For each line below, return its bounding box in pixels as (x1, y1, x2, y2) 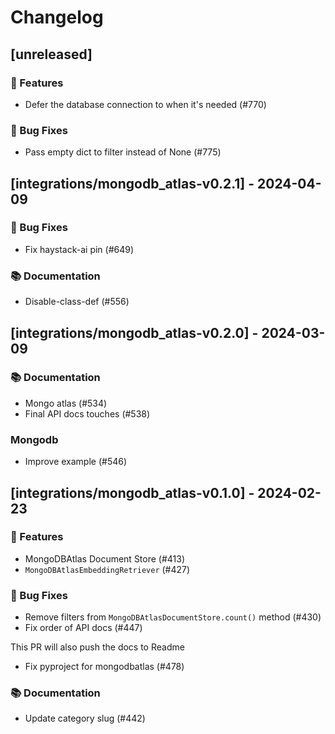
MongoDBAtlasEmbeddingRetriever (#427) (24, 563, 191, 575)
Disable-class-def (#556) (24, 296, 130, 308)
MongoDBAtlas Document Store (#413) (24, 552, 186, 565)
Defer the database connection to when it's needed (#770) (24, 98, 267, 110)
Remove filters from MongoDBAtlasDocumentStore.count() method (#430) (24, 611, 322, 623)
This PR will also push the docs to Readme (10, 641, 185, 653)
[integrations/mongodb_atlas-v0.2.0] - (10, 324, 259, 341)
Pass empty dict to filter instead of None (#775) (24, 146, 222, 158)
